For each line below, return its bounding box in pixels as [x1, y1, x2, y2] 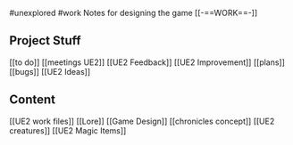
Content [9, 93, 56, 108]
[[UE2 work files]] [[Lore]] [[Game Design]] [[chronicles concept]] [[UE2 [9, 116, 275, 126]
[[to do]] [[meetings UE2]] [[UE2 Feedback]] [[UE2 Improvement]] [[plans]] [9, 57, 286, 68]
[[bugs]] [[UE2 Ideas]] [9, 66, 91, 77]
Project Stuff [9, 33, 82, 48]
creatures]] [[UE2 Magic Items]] [9, 125, 127, 136]
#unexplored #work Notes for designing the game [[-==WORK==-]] [9, 8, 258, 18]
